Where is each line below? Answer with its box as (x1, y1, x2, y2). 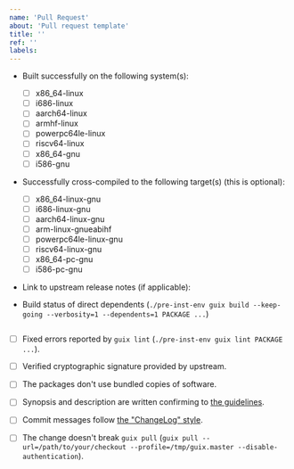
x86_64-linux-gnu (35, 193, 102, 204)
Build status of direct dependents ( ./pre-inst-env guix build (21, 300, 249, 310)
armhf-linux (35, 118, 78, 129)
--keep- (252, 300, 282, 310)
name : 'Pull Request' (9, 12, 90, 22)
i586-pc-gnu (35, 264, 83, 275)
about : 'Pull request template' (9, 21, 129, 30)
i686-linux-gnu (35, 203, 91, 214)
